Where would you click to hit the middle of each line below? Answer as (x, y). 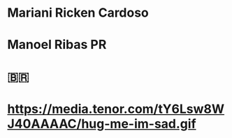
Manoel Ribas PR (57, 45)
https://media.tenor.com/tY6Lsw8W (116, 109)
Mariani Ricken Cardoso (78, 13)
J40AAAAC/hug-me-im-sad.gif (102, 124)
